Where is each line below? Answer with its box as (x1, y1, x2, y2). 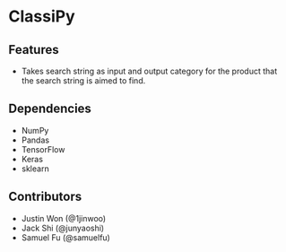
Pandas (21, 135, 50, 145)
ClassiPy (8, 6, 75, 27)
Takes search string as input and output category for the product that (21, 65, 278, 76)
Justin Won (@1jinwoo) (21, 213, 107, 223)
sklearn (21, 163, 50, 174)
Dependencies (8, 101, 91, 117)
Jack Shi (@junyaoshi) (21, 222, 105, 233)
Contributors (8, 189, 82, 204)
